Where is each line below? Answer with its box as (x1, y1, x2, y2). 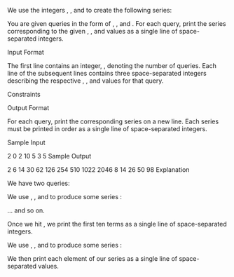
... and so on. (7, 206, 46, 215)
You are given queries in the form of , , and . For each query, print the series (7, 20, 226, 27)
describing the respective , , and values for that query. (7, 76, 164, 85)
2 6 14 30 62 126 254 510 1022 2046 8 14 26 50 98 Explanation (7, 165, 190, 174)
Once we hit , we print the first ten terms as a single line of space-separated (7, 220, 227, 228)
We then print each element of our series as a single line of (7, 255, 177, 262)
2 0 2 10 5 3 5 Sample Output (7, 152, 92, 160)
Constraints (7, 90, 41, 98)
